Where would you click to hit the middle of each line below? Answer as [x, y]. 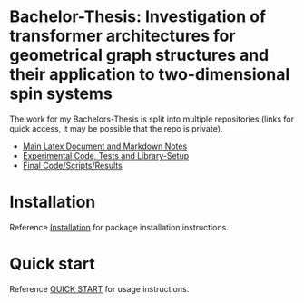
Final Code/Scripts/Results [72, 165]
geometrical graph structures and [139, 55]
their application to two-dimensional [150, 75]
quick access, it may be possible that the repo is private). [116, 128]
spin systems [61, 94]
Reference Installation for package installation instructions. [119, 227]
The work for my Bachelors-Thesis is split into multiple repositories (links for [152, 119]
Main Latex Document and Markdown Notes [105, 146]
